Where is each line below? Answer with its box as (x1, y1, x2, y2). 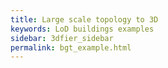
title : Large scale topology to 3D (10, 14, 159, 25)
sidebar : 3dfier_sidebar (10, 33, 114, 43)
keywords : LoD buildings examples (10, 24, 155, 34)
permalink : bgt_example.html (10, 42, 132, 53)
